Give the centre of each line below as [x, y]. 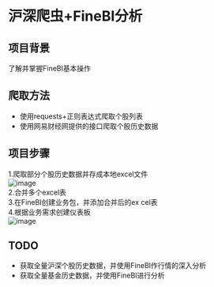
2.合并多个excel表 [38, 192]
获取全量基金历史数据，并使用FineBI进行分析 [92, 276]
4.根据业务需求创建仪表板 [49, 212]
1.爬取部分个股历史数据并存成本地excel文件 [78, 174]
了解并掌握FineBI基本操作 [50, 68]
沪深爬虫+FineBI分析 [75, 16]
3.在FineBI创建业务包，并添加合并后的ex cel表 [83, 202]
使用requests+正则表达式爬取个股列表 [81, 116]
